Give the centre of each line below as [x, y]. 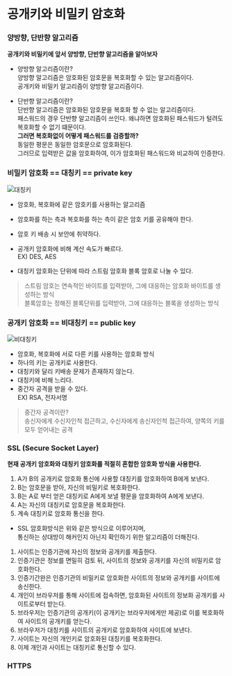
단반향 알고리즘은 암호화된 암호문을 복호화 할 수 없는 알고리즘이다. [106, 110]
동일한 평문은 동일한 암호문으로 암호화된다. [75, 145]
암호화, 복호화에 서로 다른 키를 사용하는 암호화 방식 [86, 354]
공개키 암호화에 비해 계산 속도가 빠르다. [70, 248]
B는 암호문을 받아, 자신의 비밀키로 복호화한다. [78, 488]
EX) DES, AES [37, 256]
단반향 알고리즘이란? [45, 101]
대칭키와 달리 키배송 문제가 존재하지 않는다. [76, 371]
